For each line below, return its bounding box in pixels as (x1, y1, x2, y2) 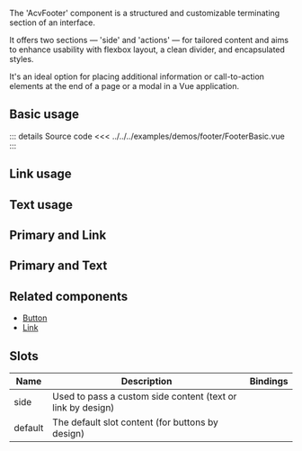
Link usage (9, 167, 72, 182)
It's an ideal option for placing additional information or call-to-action (9, 71, 265, 82)
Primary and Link (9, 227, 107, 242)
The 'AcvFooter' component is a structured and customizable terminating (9, 8, 280, 18)
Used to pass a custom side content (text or (52, 391, 237, 402)
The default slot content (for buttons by (52, 416, 218, 428)
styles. (9, 54, 34, 64)
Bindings (249, 375, 289, 387)
